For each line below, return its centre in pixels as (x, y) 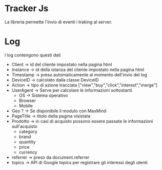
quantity (27, 142)
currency (28, 152)
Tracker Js (27, 8)
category (28, 131)
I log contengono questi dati (33, 55)
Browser (27, 101)
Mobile (26, 105)
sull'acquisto (24, 126)
